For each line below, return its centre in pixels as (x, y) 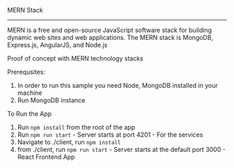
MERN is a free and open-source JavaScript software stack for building (110, 30)
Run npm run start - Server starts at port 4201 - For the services (110, 135)
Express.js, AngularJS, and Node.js (57, 45)
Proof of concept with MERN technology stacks (76, 58)
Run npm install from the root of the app (76, 127)
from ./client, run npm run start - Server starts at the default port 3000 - (122, 150)
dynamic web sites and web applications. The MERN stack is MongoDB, (110, 37)
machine (30, 93)
